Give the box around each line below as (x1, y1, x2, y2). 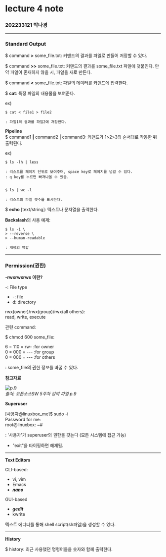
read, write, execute (5, 314, 46, 320)
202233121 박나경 (5, 22, 48, 29)
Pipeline (5, 128, 22, 134)
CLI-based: (5, 467, 28, 473)
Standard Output (5, 41, 46, 48)
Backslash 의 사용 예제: (5, 217, 51, 223)
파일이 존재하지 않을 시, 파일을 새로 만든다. (10, 69, 92, 75)
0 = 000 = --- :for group (5, 349, 54, 355)
